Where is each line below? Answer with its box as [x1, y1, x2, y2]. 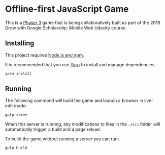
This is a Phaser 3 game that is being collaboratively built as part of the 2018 [5, 20, 161, 26]
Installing [5, 39, 34, 48]
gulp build [5, 146, 28, 151]
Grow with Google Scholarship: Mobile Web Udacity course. [5, 25, 127, 30]
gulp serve [5, 112, 28, 117]
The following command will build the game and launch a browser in [5, 98, 144, 103]
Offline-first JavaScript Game [5, 3, 129, 15]
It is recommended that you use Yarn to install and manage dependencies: [5, 61, 156, 67]
